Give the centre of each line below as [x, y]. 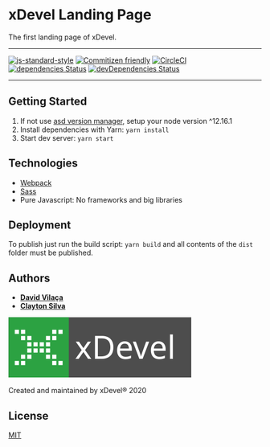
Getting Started [48, 102]
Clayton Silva [43, 306]
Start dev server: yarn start [67, 137]
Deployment [40, 225]
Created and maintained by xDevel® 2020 [78, 391]
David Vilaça [41, 297]
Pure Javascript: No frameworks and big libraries [101, 199]
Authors [29, 278]
